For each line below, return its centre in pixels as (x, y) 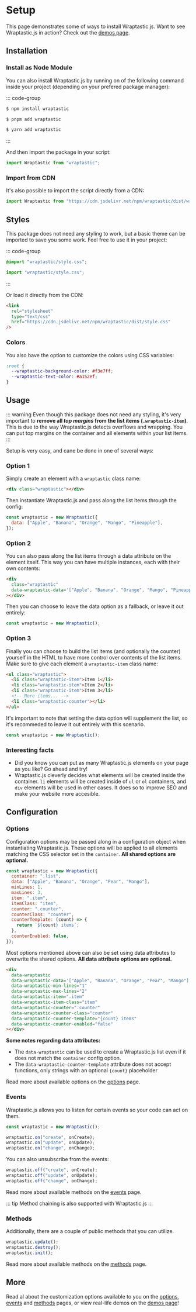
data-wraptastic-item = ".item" (48, 997)
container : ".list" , (36, 876)
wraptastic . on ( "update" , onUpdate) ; (50, 1143)
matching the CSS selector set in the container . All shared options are (91, 854)
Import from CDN (31, 178)
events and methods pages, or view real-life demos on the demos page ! (92, 1303)
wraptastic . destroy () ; (34, 1247)
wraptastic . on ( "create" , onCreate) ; (50, 1137)
